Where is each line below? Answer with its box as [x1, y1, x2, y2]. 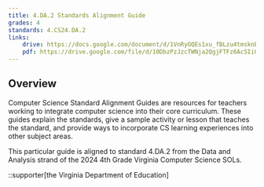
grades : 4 [8, 19, 41, 27]
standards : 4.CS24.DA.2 [8, 26, 86, 34]
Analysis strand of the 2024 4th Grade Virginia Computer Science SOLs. [8, 155, 242, 164]
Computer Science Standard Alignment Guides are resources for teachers [8, 97, 247, 107]
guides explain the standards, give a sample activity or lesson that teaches [8, 115, 250, 124]
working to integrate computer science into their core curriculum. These [8, 106, 242, 115]
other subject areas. [8, 131, 73, 141]
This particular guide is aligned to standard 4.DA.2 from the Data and [8, 146, 231, 156]
